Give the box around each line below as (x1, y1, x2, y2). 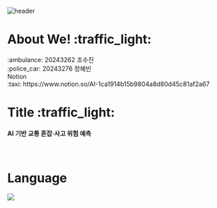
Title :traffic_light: (7, 104, 115, 121)
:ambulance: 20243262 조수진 (7, 55, 94, 63)
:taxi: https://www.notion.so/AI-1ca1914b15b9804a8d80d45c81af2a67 (7, 80, 210, 88)
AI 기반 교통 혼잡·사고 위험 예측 (7, 129, 92, 137)
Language (7, 170, 68, 186)
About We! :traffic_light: (7, 32, 151, 47)
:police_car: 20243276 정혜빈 (7, 64, 92, 73)
